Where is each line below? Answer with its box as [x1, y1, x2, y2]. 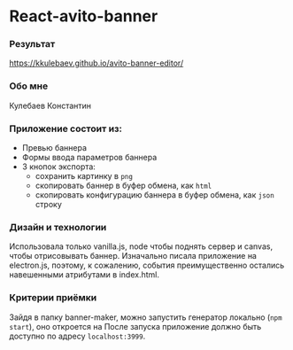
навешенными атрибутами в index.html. [9, 269, 159, 280]
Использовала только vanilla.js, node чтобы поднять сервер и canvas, [9, 241, 273, 252]
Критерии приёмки [9, 292, 97, 304]
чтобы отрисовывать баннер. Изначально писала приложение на [9, 251, 257, 261]
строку [35, 199, 62, 210]
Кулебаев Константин [9, 100, 91, 111]
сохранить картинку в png [35, 171, 133, 182]
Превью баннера [21, 143, 87, 153]
